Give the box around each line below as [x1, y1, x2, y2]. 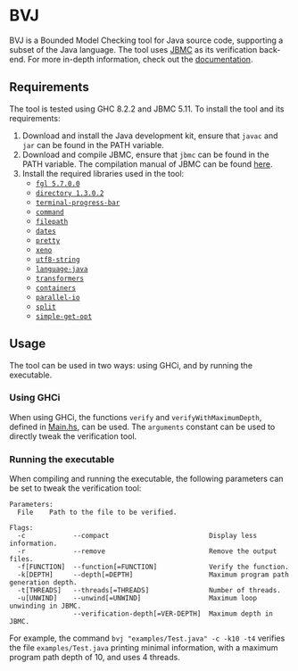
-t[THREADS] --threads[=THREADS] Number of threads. [17, 586, 281, 595]
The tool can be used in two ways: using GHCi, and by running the [9, 360, 252, 370]
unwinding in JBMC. [9, 601, 82, 611]
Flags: [9, 524, 34, 533]
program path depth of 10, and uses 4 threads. [9, 652, 180, 663]
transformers [35, 274, 85, 283]
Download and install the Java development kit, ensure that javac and [21, 130, 278, 141]
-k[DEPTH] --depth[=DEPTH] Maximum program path [17, 570, 290, 580]
